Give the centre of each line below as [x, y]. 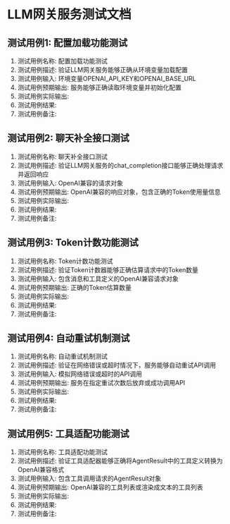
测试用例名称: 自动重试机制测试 [62, 356]
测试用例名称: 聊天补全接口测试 [62, 157]
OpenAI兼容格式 [41, 470]
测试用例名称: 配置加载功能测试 [62, 61]
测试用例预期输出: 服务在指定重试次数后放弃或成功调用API [101, 383]
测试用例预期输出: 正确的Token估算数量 [74, 287]
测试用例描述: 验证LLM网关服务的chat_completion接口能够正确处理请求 [120, 165]
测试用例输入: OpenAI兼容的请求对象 [70, 183]
